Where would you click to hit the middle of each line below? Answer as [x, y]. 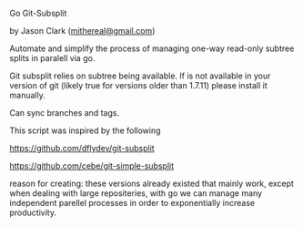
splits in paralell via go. [52, 58]
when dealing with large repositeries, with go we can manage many [136, 193]
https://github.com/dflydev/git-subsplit [82, 148]
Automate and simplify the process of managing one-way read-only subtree [152, 48]
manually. [27, 95]
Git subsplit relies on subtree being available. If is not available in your [140, 76]
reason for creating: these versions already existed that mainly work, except [151, 183]
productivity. [33, 212]
